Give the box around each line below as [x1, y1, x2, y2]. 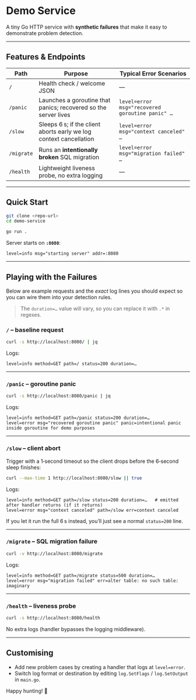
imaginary [6, 583, 30, 588]
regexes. [20, 311, 42, 318]
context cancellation [38, 134, 94, 143]
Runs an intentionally [38, 145, 98, 154]
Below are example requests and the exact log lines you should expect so [6, 287, 183, 294]
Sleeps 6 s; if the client [38, 120, 101, 128]
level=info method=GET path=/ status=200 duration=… [6, 361, 137, 367]
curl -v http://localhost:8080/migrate [6, 550, 103, 556]
